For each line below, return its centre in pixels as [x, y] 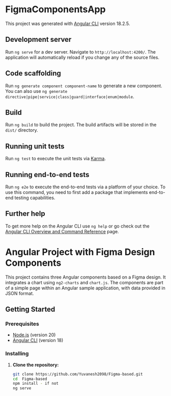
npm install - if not [36, 384]
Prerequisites [22, 324]
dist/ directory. [22, 130]
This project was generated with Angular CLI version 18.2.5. [68, 23]
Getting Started [30, 310]
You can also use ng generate [36, 91]
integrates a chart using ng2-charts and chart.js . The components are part [84, 282]
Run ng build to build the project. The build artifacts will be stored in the [81, 125]
